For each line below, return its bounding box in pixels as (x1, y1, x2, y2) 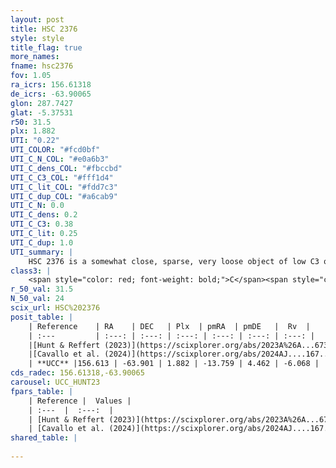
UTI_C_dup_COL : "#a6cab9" (10, 191, 118, 201)
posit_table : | (10, 312, 74, 322)
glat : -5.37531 (10, 107, 74, 118)
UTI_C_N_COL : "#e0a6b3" (10, 154, 110, 164)
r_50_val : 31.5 (10, 284, 74, 295)
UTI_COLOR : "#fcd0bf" (10, 145, 101, 155)
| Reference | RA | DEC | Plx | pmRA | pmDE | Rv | (28, 321, 311, 331)
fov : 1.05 (10, 71, 52, 81)
